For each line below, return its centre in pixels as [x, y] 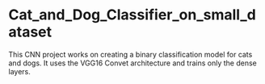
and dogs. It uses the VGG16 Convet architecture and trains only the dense [132, 63]
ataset [30, 32]
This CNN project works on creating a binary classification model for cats [130, 54]
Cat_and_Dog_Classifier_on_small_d [132, 15]
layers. [19, 71]
